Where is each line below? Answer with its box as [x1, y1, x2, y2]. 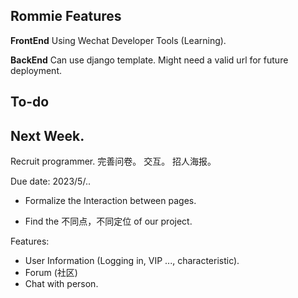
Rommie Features [10, 8, 122, 25]
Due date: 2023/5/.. [10, 175, 91, 188]
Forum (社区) [24, 267, 78, 279]
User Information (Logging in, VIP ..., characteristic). [24, 255, 240, 267]
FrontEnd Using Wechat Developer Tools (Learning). [10, 34, 227, 46]
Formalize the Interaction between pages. [24, 195, 197, 207]
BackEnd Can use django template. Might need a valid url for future [10, 54, 289, 66]
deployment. [10, 64, 62, 76]
